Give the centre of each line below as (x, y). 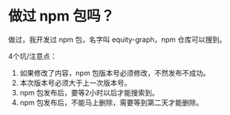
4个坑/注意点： (33, 56)
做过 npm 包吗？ (61, 16)
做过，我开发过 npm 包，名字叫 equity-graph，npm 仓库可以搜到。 (117, 39)
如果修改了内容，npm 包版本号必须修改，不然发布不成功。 (115, 72)
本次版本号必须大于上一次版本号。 (75, 83)
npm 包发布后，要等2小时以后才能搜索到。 (89, 92)
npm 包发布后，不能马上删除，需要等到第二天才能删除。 (111, 102)
